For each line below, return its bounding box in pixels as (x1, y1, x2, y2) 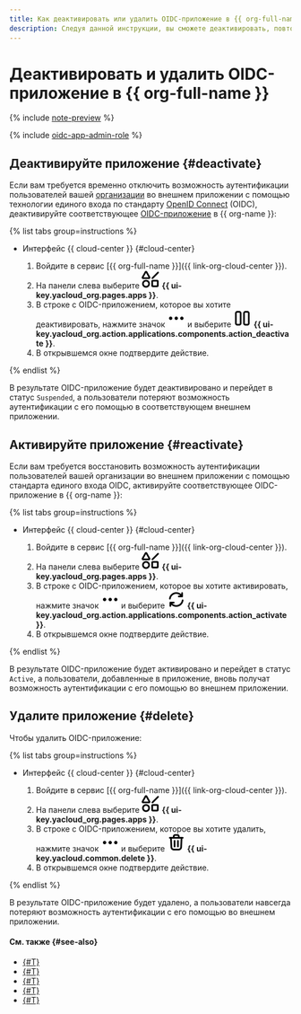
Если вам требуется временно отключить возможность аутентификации (9, 180, 289, 190)
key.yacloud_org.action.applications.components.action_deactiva (35, 329, 289, 339)
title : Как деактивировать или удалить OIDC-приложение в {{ (9, 14, 243, 23)
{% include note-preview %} (9, 112, 115, 123)
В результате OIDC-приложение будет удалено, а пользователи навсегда (9, 896, 291, 907)
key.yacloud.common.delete (35, 852, 146, 863)
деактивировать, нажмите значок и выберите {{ (35, 319, 262, 330)
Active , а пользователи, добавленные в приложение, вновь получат (9, 674, 271, 684)
